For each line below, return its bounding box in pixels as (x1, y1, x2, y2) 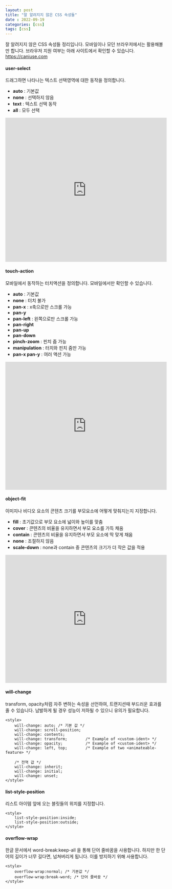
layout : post (5, 7, 33, 13)
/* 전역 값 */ (14, 759, 41, 765)
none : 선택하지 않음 (12, 94, 54, 100)
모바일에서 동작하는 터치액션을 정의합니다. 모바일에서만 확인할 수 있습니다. (5, 280, 153, 286)
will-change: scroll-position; (14, 727, 81, 733)
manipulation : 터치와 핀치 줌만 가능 (12, 344, 87, 351)
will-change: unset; (14, 773, 58, 778)
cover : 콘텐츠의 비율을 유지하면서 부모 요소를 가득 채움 (12, 525, 124, 531)
